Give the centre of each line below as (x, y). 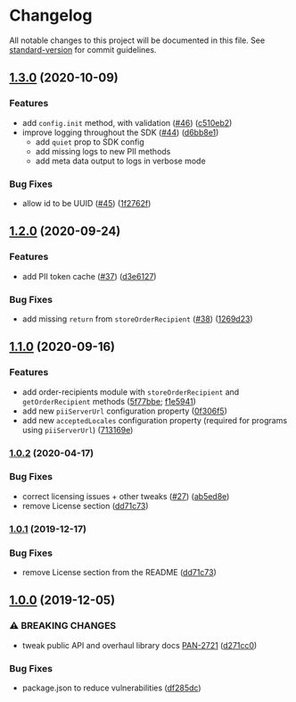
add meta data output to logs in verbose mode (121, 161)
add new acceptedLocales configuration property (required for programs (155, 420)
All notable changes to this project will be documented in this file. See (137, 40)
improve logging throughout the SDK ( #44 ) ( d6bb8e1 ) (120, 132)
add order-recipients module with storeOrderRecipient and (131, 392)
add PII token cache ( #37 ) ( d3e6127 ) (89, 276)
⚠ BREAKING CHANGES (63, 626)
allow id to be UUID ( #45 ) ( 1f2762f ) (86, 203)
